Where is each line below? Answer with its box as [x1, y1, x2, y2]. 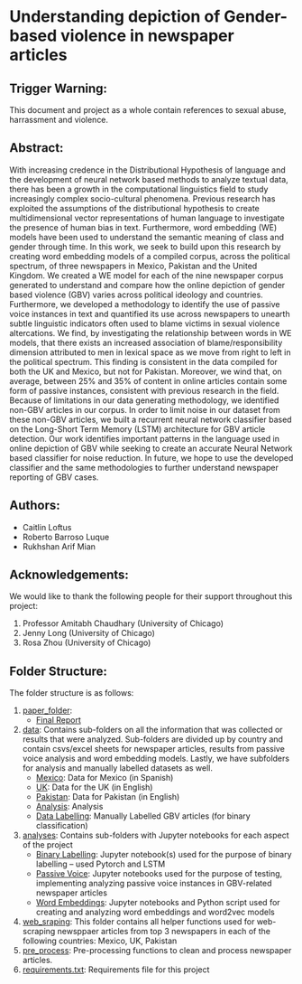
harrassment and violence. [9, 115, 109, 125]
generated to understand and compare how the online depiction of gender [9, 279, 286, 290]
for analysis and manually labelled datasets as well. [22, 763, 214, 773]
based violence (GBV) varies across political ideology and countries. [9, 289, 263, 300]
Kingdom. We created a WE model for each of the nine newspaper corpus [9, 269, 284, 281]
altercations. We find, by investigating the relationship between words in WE [9, 327, 292, 338]
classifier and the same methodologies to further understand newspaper [9, 462, 279, 473]
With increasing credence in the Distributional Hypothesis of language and [9, 164, 286, 175]
